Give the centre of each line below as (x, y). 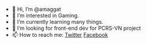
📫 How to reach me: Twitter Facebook (60, 35)
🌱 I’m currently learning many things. (58, 22)
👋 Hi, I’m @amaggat (36, 9)
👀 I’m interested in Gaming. (45, 15)
